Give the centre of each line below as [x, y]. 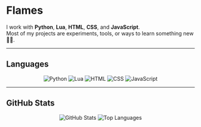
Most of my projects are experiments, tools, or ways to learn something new [100, 33]
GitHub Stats [31, 103]
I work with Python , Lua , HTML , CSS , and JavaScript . [73, 27]
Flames [25, 10]
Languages [28, 64]
